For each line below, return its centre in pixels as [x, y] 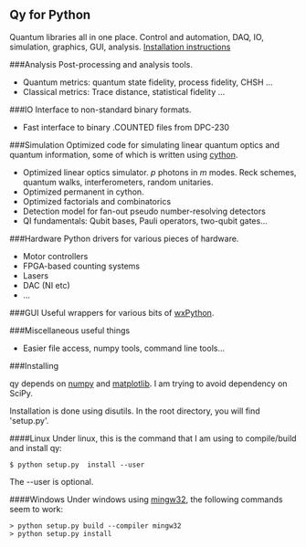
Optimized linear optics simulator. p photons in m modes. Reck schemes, [159, 172]
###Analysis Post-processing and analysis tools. [101, 64]
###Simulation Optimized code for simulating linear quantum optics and [145, 144]
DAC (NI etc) [46, 285]
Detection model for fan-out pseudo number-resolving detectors [144, 211]
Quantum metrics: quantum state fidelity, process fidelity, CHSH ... [148, 82]
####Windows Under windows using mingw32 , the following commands [146, 499]
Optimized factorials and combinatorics [97, 201]
